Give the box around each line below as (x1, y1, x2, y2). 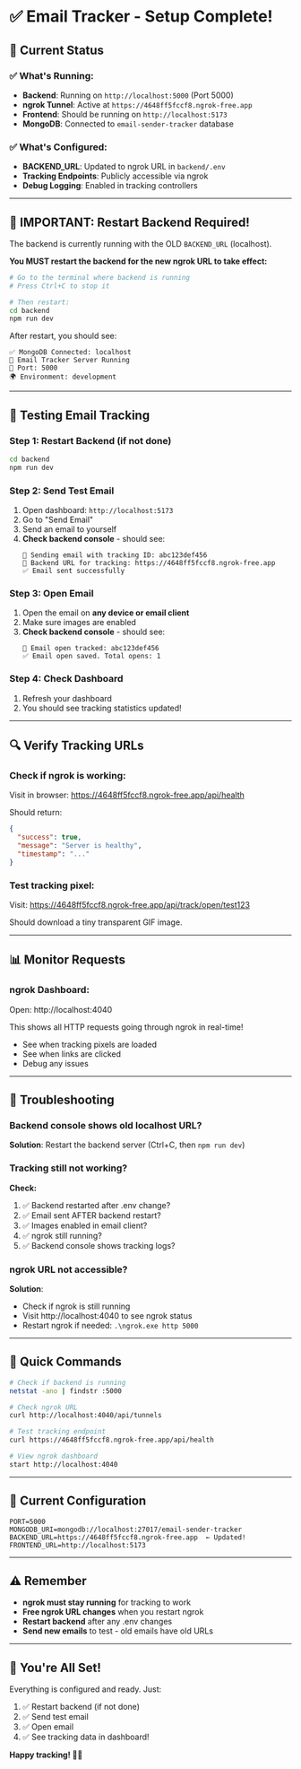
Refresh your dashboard (21, 693, 112, 703)
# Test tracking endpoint (9, 1427, 106, 1436)
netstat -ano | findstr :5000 (9, 1386, 123, 1396)
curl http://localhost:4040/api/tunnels (9, 1411, 163, 1420)
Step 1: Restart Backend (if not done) (9, 434, 172, 447)
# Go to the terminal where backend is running (9, 273, 191, 282)
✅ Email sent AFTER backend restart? (21, 1209, 161, 1221)
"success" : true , (17, 832, 82, 842)
